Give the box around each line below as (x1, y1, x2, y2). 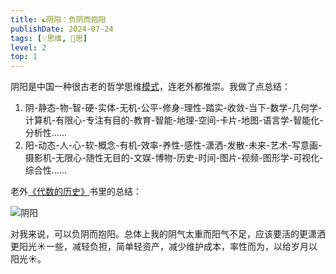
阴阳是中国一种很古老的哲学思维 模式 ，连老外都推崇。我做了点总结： (10, 81, 291, 93)
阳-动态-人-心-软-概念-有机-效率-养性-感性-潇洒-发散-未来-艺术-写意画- (24, 139, 323, 151)
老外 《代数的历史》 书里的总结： (10, 186, 142, 198)
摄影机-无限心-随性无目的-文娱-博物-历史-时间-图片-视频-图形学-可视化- (24, 152, 324, 164)
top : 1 (10, 52, 38, 62)
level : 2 (10, 42, 47, 53)
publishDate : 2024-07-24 (10, 24, 114, 34)
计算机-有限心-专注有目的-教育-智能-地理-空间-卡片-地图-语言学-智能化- (24, 114, 324, 126)
